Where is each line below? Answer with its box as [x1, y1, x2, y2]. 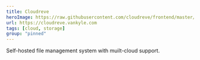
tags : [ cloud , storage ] [6, 25, 65, 31]
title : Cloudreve [6, 8, 49, 15]
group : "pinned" [6, 31, 46, 37]
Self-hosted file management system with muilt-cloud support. [6, 47, 160, 54]
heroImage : [6, 14, 33, 20]
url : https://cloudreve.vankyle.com [6, 20, 97, 26]
